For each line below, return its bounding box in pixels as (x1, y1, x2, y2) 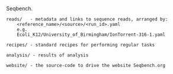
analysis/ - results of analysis (6, 52, 89, 58)
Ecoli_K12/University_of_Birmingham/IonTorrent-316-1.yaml (17, 32, 166, 38)
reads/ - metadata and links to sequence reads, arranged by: (6, 16, 168, 22)
